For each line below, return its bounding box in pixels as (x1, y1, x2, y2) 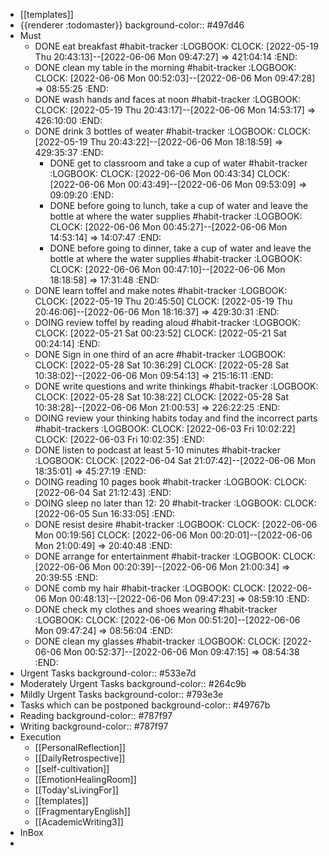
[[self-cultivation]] (34, 763, 110, 774)
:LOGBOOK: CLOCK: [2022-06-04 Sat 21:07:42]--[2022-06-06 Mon (34, 455, 317, 466)
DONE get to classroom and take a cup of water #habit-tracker (49, 157, 308, 169)
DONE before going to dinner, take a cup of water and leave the (49, 242, 312, 254)
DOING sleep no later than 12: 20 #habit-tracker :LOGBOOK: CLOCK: (34, 497, 317, 509)
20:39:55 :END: (34, 572, 99, 583)
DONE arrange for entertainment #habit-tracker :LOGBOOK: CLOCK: (34, 550, 316, 562)
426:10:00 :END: (34, 115, 103, 126)
